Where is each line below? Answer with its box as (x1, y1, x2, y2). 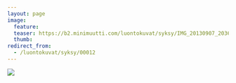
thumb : (13, 36, 33, 43)
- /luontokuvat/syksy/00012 (13, 50, 96, 56)
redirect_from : (7, 43, 52, 50)
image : (7, 17, 27, 24)
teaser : (13, 29, 37, 37)
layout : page (7, 10, 46, 17)
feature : (13, 23, 39, 30)
